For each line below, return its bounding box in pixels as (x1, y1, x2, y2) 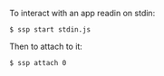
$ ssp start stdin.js (9, 25, 92, 34)
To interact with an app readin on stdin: (9, 8, 156, 18)
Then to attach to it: (9, 41, 83, 52)
